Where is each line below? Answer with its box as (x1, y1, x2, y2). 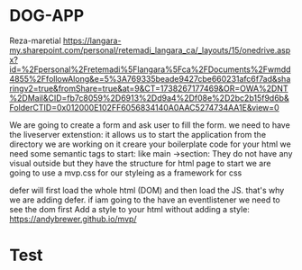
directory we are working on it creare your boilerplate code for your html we (9, 139, 291, 149)
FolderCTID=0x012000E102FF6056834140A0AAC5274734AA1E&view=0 (9, 102, 279, 112)
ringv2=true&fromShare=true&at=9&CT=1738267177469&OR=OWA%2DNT (9, 83, 288, 94)
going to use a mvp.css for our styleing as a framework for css (9, 167, 243, 178)
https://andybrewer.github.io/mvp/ (9, 213, 137, 224)
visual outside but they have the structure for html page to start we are (9, 157, 271, 168)
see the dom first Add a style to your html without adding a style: (9, 203, 251, 214)
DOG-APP (9, 5, 85, 26)
